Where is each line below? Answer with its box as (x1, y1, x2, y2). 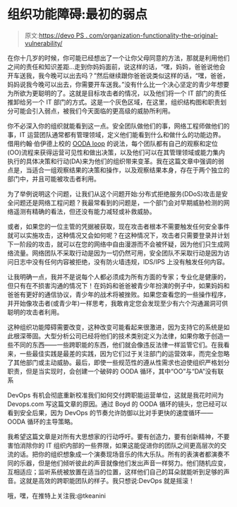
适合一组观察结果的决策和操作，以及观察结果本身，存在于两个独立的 (31, 165, 230, 174)
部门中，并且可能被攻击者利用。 (7, 174, 100, 183)
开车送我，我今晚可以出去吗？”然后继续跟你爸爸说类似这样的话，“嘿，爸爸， (7, 71, 229, 80)
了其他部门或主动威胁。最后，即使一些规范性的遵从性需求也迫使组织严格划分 (7, 358, 230, 366)
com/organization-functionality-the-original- (89, 31, 219, 40)
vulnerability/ (24, 39, 63, 47)
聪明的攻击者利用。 (7, 308, 63, 316)
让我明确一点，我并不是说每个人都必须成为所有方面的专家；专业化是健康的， (7, 273, 230, 281)
